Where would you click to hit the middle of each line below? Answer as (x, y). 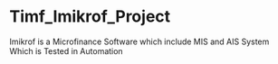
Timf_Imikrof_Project (90, 17)
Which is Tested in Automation (67, 50)
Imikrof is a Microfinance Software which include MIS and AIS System (139, 41)
